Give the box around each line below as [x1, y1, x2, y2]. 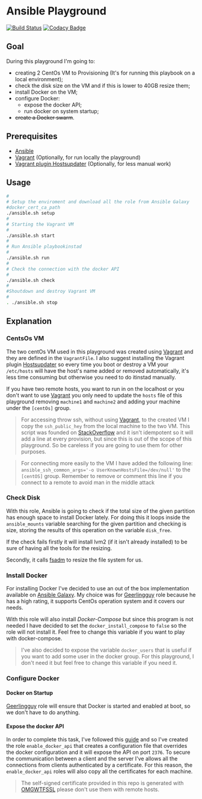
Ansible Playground [6, 4, 107, 18]
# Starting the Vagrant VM [6, 221, 74, 227]
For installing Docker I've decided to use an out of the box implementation [6, 585, 189, 592]
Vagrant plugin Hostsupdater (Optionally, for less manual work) [14, 160, 171, 167]
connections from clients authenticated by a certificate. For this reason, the [6, 762, 193, 769]
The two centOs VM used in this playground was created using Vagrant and [6, 347, 194, 355]
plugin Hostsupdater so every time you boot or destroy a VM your [6, 361, 169, 368]
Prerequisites [6, 131, 58, 142]
